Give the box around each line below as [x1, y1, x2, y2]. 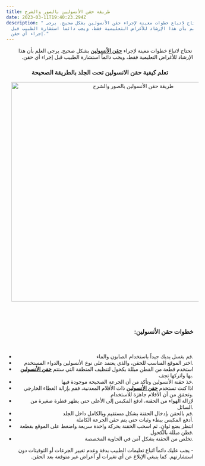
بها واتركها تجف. [158, 371, 194, 379]
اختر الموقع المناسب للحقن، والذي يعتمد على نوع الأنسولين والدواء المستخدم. [24, 359, 194, 366]
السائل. [177, 403, 194, 411]
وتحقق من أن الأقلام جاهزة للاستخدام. [111, 390, 194, 398]
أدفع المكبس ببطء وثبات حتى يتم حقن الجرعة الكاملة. [76, 416, 194, 423]
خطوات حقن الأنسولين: [134, 328, 194, 336]
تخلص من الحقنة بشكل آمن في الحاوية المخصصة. [84, 435, 194, 442]
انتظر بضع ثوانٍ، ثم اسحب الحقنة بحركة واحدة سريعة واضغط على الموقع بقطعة [20, 422, 194, 429]
